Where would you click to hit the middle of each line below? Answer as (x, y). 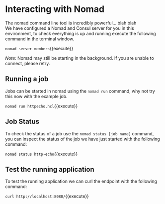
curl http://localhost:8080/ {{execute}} (47, 196)
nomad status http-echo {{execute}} (41, 154)
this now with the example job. (37, 96)
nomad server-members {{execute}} (39, 48)
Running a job (27, 79)
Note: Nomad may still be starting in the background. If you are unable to (80, 58)
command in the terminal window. (40, 39)
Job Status (22, 122)
